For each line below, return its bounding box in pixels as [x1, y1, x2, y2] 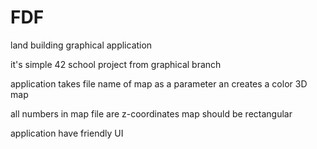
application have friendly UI [10, 127, 124, 139]
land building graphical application [10, 39, 153, 51]
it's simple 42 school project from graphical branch [10, 58, 222, 70]
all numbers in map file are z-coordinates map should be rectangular [10, 107, 293, 120]
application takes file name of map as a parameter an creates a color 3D [10, 77, 308, 90]
